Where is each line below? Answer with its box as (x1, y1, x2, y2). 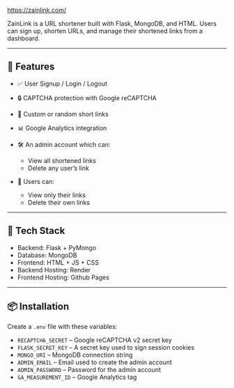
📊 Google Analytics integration (17, 123, 107, 132)
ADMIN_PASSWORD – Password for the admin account (17, 366, 162, 374)
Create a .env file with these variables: (7, 323, 118, 331)
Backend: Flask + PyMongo (17, 243, 97, 251)
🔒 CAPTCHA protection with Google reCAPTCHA (17, 93, 157, 102)
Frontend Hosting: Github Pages (17, 273, 110, 281)
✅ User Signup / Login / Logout (17, 79, 108, 88)
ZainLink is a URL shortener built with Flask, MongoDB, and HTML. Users (7, 20, 217, 27)
